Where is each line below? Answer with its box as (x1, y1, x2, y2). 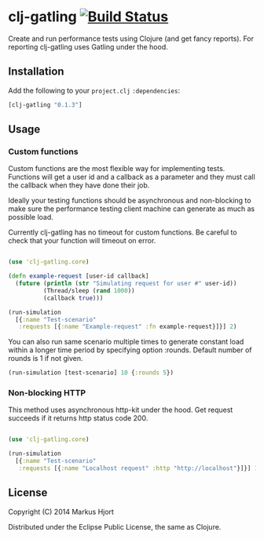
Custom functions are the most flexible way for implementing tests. (8, 164, 225, 173)
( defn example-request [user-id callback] (8, 272, 149, 280)
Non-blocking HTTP (8, 388, 86, 399)
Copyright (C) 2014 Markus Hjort (8, 507, 114, 516)
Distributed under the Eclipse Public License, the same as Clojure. (8, 522, 222, 531)
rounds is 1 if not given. (8, 354, 83, 363)
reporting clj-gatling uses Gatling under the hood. (8, 42, 168, 51)
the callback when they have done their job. (8, 180, 150, 190)
